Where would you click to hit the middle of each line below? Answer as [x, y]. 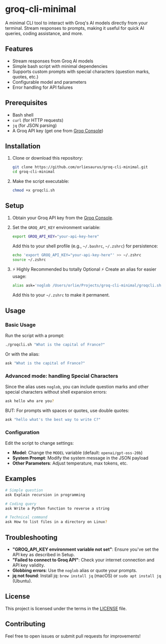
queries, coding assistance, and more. [44, 33]
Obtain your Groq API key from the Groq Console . [63, 218]
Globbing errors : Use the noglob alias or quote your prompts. [75, 570]
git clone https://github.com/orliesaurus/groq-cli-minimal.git [80, 167]
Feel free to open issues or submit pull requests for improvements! [73, 636]
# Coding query [21, 504]
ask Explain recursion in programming [45, 495]
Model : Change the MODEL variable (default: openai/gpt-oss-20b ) [77, 453]
